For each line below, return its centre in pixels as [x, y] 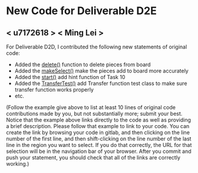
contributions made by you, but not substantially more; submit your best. [94, 114]
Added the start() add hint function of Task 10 [70, 77]
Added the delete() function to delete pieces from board [83, 64]
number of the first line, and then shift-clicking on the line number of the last [99, 139]
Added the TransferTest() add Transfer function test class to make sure [101, 83]
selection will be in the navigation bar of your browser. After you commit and [99, 151]
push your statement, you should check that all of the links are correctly [93, 157]
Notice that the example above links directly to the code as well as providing [99, 120]
